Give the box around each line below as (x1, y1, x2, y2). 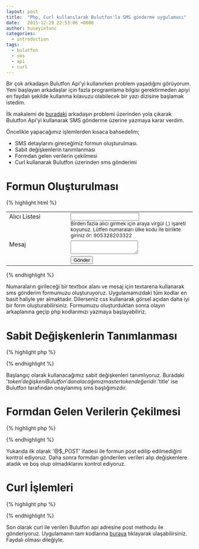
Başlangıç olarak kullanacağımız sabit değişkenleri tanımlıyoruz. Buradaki (6, 372, 185, 379)
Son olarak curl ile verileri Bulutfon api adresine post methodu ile (6, 523, 164, 531)
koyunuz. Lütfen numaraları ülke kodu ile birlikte (70, 226, 181, 233)
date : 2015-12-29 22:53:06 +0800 (6, 20, 94, 26)
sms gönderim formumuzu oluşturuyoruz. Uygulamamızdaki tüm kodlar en (6, 289, 187, 297)
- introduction (11, 36, 49, 42)
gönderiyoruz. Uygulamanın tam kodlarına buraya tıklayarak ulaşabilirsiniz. (6, 530, 188, 537)
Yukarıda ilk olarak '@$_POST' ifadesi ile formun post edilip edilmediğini (6, 448, 182, 455)
